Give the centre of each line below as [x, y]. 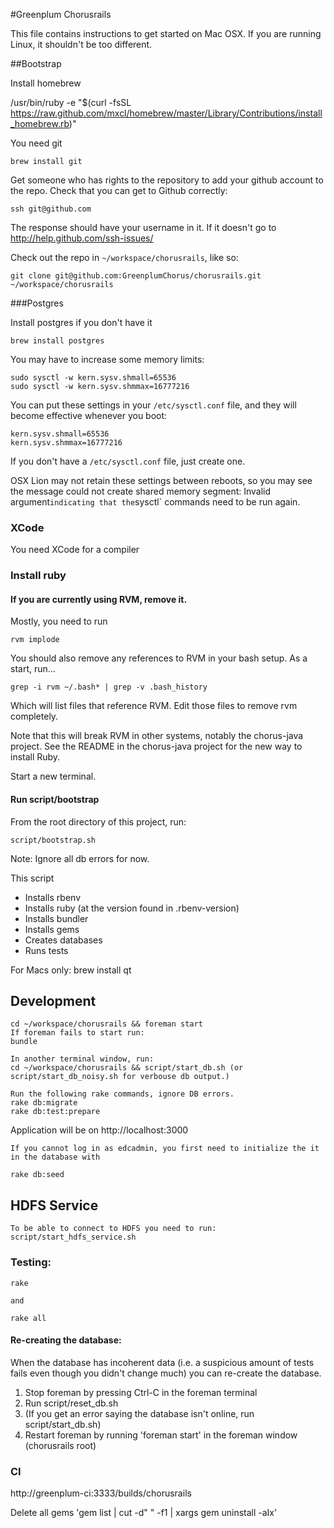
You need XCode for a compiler [75, 550]
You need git [36, 143]
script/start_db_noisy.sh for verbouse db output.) [120, 1077]
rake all [28, 1318]
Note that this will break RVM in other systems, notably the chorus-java [157, 736]
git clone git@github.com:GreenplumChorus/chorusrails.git [136, 276]
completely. [34, 716]
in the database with [55, 1157]
